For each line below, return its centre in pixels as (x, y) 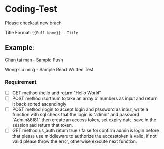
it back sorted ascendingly (39, 104)
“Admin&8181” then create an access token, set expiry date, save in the (84, 120)
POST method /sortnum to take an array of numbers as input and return (85, 98)
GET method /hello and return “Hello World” (57, 93)
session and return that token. (43, 125)
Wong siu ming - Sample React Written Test (49, 69)
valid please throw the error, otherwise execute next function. (75, 141)
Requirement (21, 82)
